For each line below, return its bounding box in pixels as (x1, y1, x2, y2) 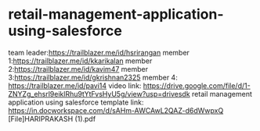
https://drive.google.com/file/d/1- (143, 80, 251, 90)
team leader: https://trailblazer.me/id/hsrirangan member (8, 48, 190, 57)
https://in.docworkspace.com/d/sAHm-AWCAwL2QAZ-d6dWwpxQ (8, 105, 224, 115)
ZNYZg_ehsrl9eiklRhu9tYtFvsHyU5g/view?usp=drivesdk (8, 89, 190, 98)
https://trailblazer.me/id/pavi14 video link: (8, 80, 142, 90)
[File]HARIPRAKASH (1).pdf (8, 114, 96, 123)
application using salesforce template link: (8, 97, 144, 107)
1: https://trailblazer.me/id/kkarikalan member (8, 56, 153, 65)
